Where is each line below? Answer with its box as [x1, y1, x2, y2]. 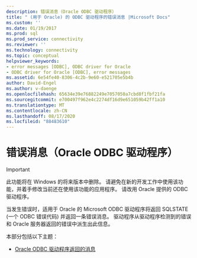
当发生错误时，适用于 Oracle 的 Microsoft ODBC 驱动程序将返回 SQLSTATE [6, 205, 189, 213]
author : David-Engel [6, 80, 57, 86]
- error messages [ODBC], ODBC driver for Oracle [6, 63, 131, 70]
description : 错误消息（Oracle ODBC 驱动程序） [6, 8, 117, 15]
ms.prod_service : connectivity [6, 36, 83, 42]
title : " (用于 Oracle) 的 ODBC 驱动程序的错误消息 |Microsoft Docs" [6, 14, 170, 20]
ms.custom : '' [6, 20, 41, 25]
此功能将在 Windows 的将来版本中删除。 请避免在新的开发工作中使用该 [6, 178, 179, 185]
